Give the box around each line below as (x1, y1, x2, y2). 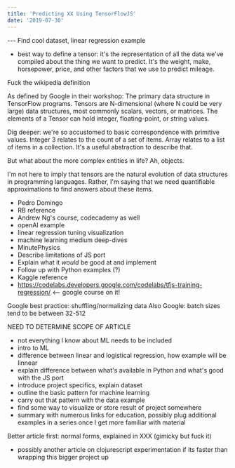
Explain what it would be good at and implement (17, 258, 156, 267)
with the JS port (17, 373, 65, 382)
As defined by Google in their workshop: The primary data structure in (7, 92, 210, 100)
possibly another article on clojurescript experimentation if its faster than (17, 445, 228, 453)
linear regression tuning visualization (17, 228, 124, 236)
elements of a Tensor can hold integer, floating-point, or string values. (7, 114, 210, 123)
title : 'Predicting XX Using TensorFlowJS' (7, 10, 137, 18)
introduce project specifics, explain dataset (17, 380, 142, 389)
